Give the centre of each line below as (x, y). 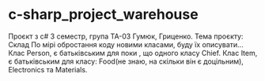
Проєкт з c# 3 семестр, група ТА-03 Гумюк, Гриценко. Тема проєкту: (126, 36)
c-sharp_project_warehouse (104, 15)
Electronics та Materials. (48, 69)
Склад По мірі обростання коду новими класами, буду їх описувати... (126, 44)
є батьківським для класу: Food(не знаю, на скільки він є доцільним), (126, 61)
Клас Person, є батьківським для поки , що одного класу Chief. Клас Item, (133, 53)
